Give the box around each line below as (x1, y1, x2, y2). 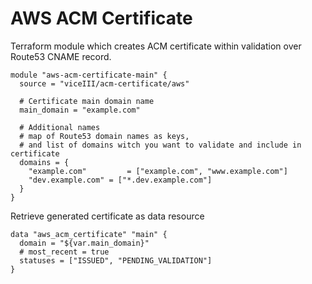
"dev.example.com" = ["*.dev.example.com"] (28, 175, 213, 185)
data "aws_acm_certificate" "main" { (10, 229, 168, 239)
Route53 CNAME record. (10, 50, 112, 62)
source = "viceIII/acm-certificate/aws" (19, 78, 190, 89)
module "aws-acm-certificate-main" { (10, 70, 168, 80)
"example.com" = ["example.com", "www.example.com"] (28, 166, 288, 176)
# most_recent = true (19, 247, 110, 257)
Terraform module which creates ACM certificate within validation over (10, 40, 302, 52)
